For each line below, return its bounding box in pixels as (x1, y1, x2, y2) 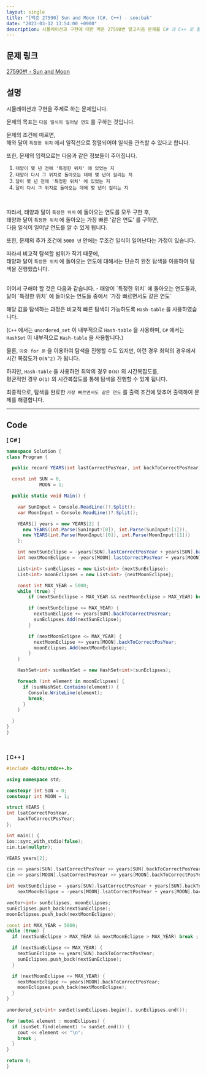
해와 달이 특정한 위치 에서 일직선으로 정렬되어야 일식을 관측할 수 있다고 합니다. (6, 139, 190, 146)
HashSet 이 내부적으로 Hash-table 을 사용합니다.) (6, 334, 124, 341)
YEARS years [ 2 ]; (6, 855, 48, 861)
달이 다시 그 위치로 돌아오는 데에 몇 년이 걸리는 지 (15, 185, 129, 191)
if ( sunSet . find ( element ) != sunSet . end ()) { (12, 1023, 131, 1030)
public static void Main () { (12, 493, 86, 499)
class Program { (6, 454, 48, 460)
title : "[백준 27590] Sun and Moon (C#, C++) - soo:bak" (6, 15, 152, 21)
